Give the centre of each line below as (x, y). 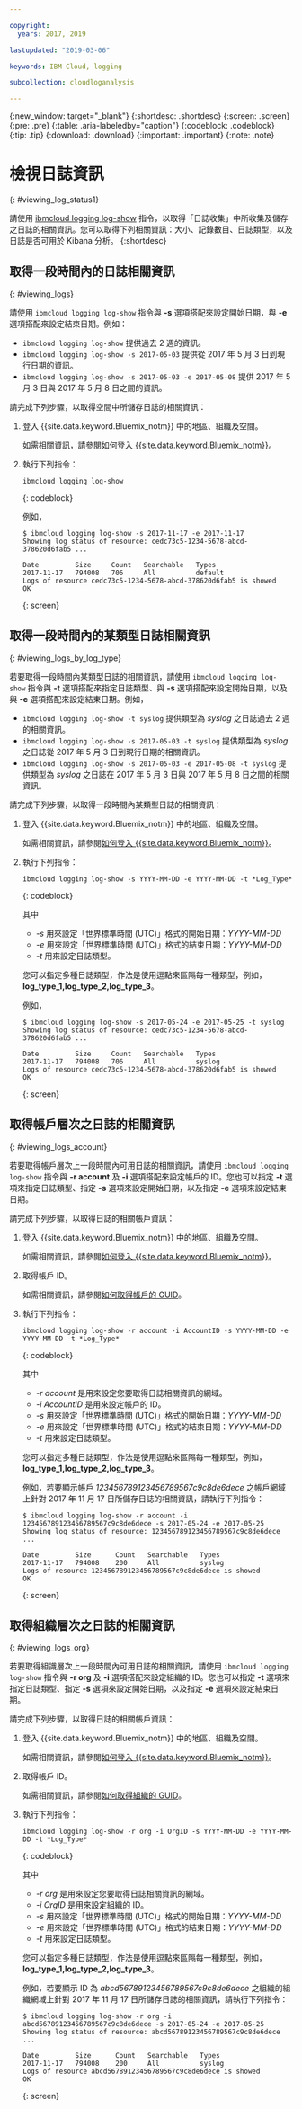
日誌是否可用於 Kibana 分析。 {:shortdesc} (88, 241)
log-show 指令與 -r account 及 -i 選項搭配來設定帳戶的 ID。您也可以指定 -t (146, 1176)
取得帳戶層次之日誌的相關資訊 (92, 1125)
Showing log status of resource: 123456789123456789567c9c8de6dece (151, 1531)
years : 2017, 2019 (52, 34)
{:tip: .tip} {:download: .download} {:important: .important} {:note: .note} (142, 135)
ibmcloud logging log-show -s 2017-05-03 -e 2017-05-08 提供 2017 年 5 (156, 376)
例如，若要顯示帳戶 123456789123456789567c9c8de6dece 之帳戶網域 (154, 1487)
